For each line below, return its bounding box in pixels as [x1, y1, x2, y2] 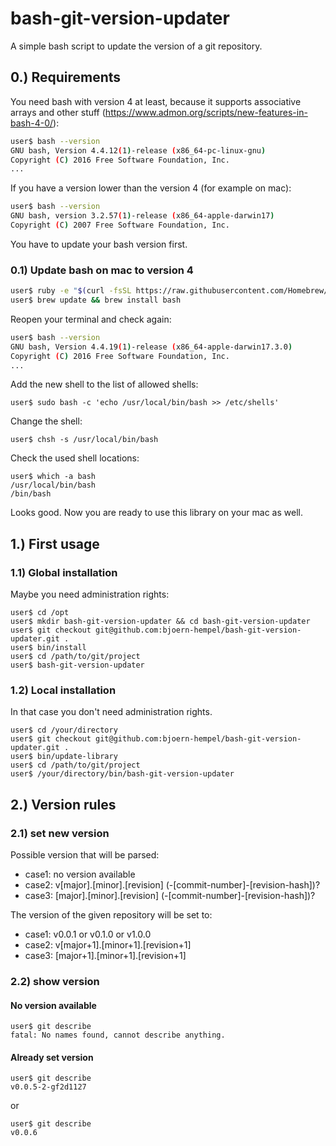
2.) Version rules [10, 796, 117, 813]
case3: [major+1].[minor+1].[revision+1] [24, 950, 187, 962]
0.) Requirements [10, 69, 122, 86]
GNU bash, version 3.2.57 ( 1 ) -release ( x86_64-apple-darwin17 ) [10, 211, 275, 221]
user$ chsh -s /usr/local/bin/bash [10, 435, 159, 445]
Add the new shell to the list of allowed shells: [10, 378, 199, 391]
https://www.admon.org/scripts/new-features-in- [104, 106, 308, 118]
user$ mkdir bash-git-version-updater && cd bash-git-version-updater [10, 617, 311, 627]
